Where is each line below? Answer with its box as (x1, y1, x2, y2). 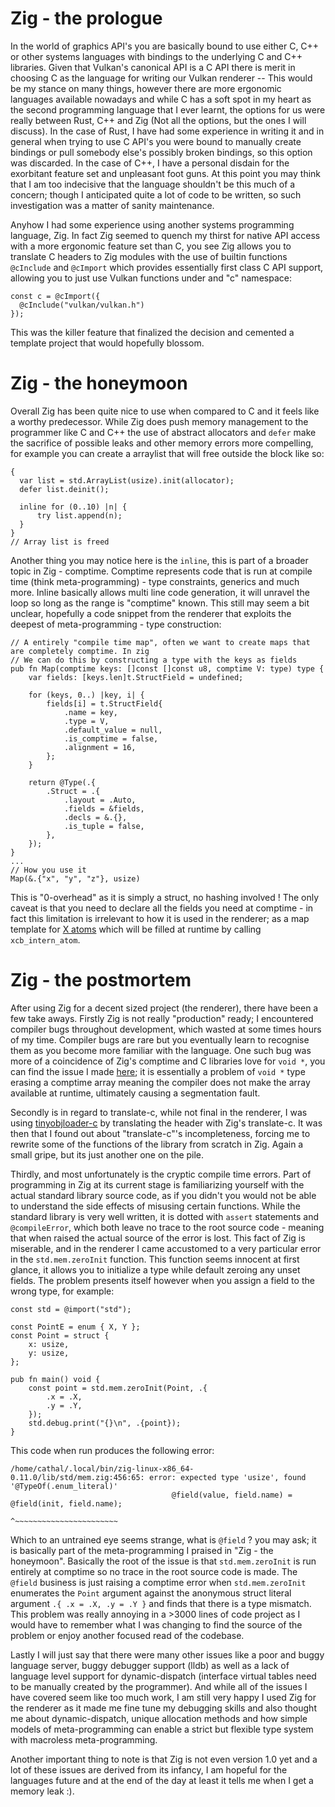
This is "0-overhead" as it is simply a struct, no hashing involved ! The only (10, 891, 320, 903)
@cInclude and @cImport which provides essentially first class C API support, (10, 261, 323, 273)
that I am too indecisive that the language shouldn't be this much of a (10, 178, 296, 190)
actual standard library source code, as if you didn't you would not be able (10, 1189, 317, 1201)
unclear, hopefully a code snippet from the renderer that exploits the (10, 607, 292, 619)
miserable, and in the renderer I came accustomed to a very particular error (10, 1242, 322, 1254)
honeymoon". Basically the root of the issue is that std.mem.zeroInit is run (10, 1555, 317, 1567)
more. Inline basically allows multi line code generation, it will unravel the (10, 586, 310, 598)
